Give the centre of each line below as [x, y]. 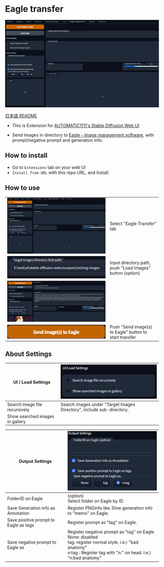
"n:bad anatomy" [84, 558]
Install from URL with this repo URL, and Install [60, 173]
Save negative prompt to [32, 542]
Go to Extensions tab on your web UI [49, 167]
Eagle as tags [20, 525]
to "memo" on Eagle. [88, 513]
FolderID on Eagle [25, 498]
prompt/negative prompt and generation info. [58, 140]
